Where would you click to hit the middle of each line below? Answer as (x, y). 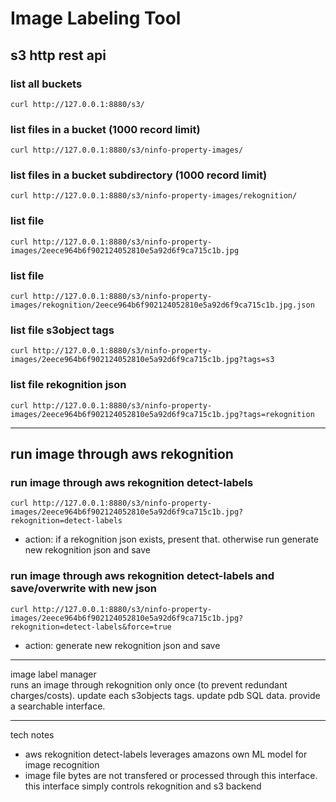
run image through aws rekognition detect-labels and (142, 576)
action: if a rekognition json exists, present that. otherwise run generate (172, 539)
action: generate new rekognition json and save (122, 645)
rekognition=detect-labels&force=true (91, 627)
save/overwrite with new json (84, 589)
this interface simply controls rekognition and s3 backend (143, 786)
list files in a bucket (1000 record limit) (105, 129)
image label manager (53, 674)
